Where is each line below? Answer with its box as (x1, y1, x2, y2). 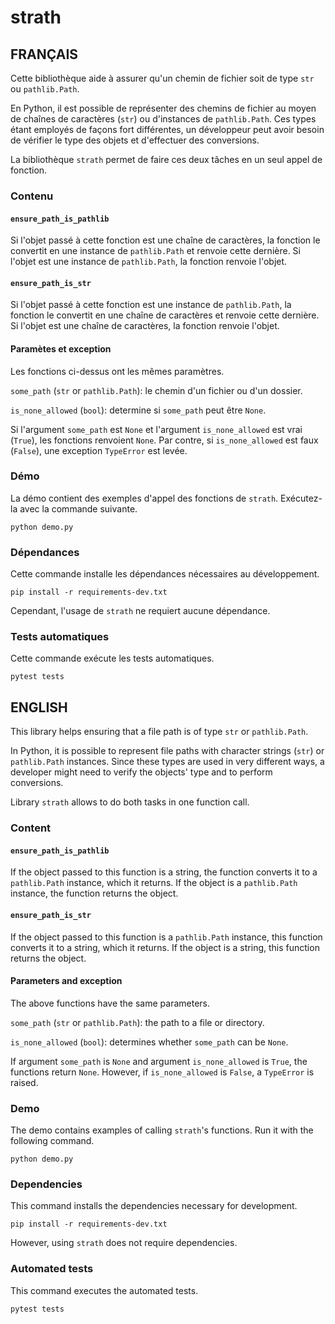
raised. (10, 1076, 39, 1088)
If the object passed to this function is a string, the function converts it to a (10, 866, 318, 878)
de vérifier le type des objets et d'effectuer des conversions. (10, 134, 260, 146)
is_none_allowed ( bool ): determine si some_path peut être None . (10, 404, 267, 416)
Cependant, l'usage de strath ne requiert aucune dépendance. (10, 605, 271, 617)
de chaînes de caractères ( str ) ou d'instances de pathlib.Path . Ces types (10, 113, 317, 125)
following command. (10, 1135, 95, 1147)
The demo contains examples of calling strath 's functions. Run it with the (10, 1124, 314, 1136)
